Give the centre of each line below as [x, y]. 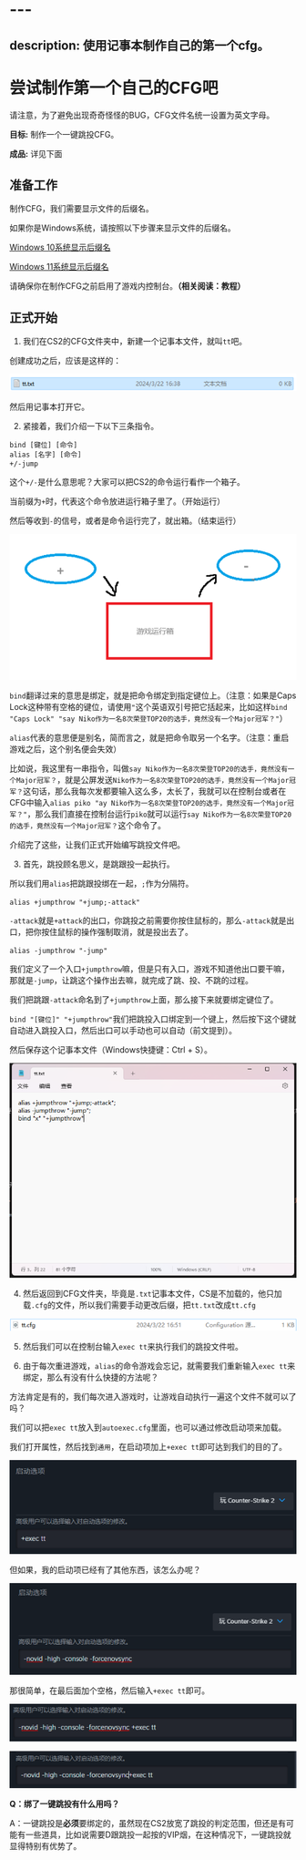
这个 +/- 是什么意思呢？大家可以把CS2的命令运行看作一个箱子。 [127, 482]
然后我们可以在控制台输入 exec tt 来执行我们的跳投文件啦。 [133, 1347]
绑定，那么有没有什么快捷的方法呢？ [91, 1377]
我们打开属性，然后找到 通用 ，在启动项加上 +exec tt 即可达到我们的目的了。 [148, 1447]
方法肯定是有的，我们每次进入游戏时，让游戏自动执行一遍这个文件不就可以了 [153, 1397]
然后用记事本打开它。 [49, 407]
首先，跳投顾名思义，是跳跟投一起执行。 [98, 864]
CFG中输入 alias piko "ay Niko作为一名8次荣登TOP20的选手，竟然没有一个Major [148, 802]
